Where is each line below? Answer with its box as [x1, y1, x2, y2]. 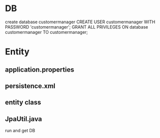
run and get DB [5, 128, 35, 134]
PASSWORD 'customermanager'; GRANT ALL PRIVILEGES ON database [5, 24, 148, 30]
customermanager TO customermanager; [5, 29, 88, 35]
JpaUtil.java [5, 115, 42, 123]
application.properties [5, 65, 74, 74]
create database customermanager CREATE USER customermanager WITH [5, 19, 156, 25]
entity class [5, 98, 41, 107]
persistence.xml [5, 82, 56, 90]
